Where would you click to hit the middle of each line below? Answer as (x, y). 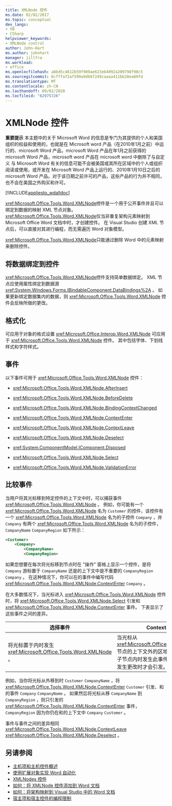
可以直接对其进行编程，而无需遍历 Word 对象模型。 (73, 229)
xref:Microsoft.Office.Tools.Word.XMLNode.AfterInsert (70, 388)
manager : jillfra (24, 58)
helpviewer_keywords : (28, 39)
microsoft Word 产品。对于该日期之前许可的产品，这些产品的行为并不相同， (85, 176)
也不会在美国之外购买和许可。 (37, 183)
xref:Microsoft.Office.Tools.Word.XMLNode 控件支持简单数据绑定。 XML (81, 278)
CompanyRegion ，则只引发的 (35, 700)
